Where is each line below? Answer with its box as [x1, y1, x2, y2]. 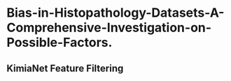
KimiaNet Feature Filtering [6, 62, 124, 74]
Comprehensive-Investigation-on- [6, 20, 211, 36]
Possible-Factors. [6, 35, 113, 50]
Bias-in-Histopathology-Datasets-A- [6, 5, 225, 21]
